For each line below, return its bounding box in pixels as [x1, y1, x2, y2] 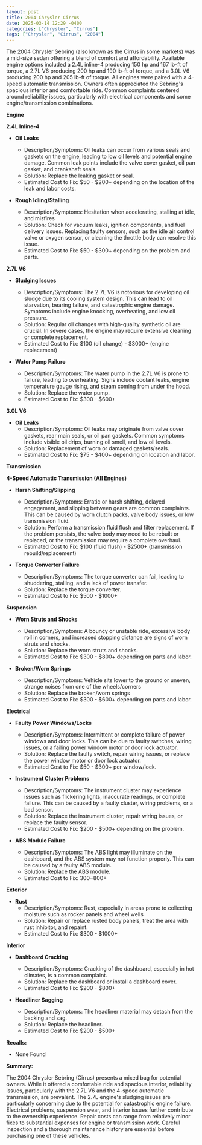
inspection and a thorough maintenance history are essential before [6, 1126, 175, 1133]
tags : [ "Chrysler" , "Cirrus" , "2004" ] [6, 31, 104, 38]
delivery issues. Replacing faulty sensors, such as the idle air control [24, 228, 195, 235]
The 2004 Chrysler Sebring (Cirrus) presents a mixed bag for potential [6, 1074, 181, 1081]
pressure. [24, 314, 48, 321]
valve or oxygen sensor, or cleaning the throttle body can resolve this [24, 234, 197, 241]
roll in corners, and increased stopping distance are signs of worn [24, 634, 188, 641]
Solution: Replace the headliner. [24, 1021, 103, 1028]
